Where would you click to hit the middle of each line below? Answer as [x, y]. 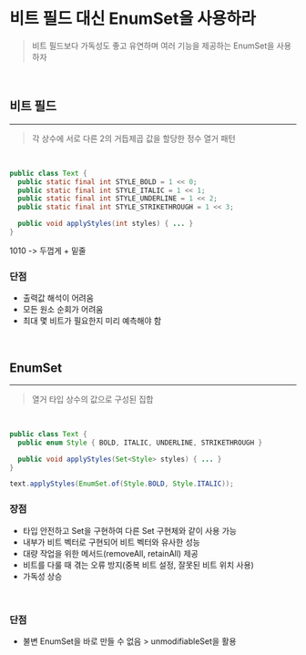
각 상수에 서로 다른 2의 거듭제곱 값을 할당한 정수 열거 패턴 [133, 138]
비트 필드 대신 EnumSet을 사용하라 [133, 19]
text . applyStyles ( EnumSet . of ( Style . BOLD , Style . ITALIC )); [122, 484]
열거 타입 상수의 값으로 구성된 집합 [92, 399]
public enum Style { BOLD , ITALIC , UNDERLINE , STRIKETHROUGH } [140, 443]
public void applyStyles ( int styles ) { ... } [106, 224]
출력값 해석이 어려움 [58, 298]
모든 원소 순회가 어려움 [63, 310]
